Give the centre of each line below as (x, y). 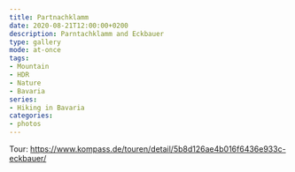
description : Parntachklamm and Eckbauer (87, 34)
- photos (25, 124)
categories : (31, 116)
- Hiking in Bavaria (47, 108)
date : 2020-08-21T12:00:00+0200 (69, 26)
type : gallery (35, 42)
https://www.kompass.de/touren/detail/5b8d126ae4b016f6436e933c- (158, 149)
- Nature (25, 83)
